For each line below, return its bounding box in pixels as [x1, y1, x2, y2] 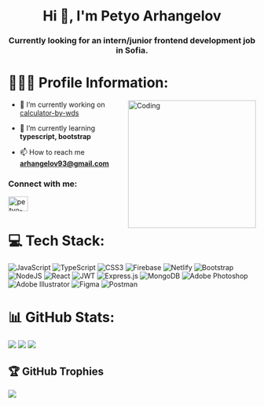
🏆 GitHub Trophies [8, 364, 104, 378]
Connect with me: [8, 178, 78, 189]
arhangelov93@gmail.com [19, 159, 110, 168]
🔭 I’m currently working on [19, 100, 105, 109]
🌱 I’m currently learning [19, 123, 96, 133]
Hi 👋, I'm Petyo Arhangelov [42, 7, 222, 25]
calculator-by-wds [19, 108, 79, 118]
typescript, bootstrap [19, 132, 92, 141]
